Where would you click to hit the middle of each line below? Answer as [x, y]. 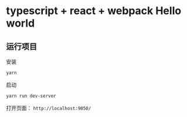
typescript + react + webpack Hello [94, 11]
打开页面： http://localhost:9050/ [49, 108]
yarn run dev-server [31, 96]
